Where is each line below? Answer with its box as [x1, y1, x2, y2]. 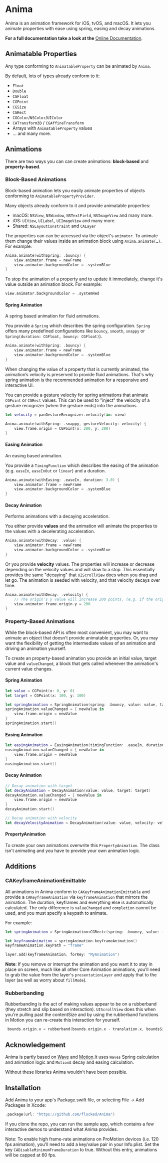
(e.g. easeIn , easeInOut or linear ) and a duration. [5, 467, 106, 473]
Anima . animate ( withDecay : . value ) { [5, 538, 81, 543]
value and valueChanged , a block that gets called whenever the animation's [5, 660, 158, 667]
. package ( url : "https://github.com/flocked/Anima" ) [5, 1112, 115, 1117]
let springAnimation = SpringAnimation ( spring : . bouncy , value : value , [5, 702, 157, 707]
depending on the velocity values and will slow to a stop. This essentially [5, 566, 155, 572]
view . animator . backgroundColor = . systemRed [5, 291, 99, 296]
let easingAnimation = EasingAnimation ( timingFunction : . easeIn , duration [5, 743, 164, 748]
